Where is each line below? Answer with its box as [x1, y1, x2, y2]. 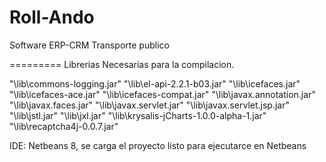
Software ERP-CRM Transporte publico [9, 39, 170, 51]
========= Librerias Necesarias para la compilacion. [9, 58, 235, 70]
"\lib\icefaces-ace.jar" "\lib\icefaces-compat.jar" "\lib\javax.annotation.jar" [9, 88, 316, 100]
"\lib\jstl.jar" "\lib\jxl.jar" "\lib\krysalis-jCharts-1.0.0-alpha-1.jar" [9, 109, 267, 121]
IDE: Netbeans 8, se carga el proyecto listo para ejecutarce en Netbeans [9, 139, 307, 151]
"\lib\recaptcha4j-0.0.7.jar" [9, 120, 119, 132]
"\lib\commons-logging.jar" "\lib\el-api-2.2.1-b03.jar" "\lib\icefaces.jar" [9, 77, 301, 90]
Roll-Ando [9, 6, 95, 29]
